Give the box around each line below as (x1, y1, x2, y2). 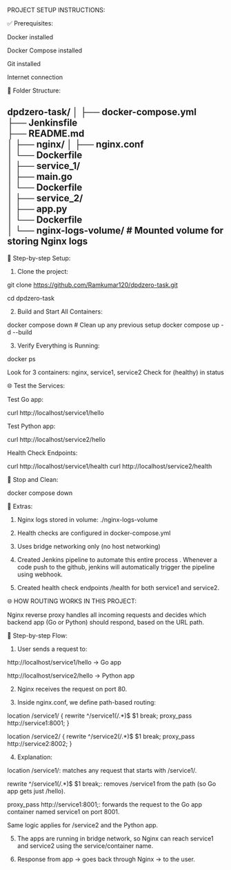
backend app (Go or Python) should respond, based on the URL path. (7, 618, 205, 626)
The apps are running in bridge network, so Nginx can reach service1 (17, 834, 214, 842)
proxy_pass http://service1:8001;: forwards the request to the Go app (7, 800, 202, 809)
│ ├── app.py (7, 203, 68, 215)
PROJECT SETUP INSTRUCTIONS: (7, 6, 106, 14)
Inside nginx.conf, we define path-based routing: (17, 698, 157, 706)
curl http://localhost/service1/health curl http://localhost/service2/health (7, 462, 212, 470)
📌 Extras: (7, 502, 33, 510)
